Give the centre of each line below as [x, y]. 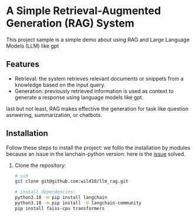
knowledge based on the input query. [60, 85]
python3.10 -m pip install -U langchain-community [78, 203]
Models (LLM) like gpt [33, 46]
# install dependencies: [45, 192]
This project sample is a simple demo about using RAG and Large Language [98, 39]
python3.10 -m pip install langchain [61, 198]
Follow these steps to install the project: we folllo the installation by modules [98, 148]
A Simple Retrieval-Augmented [84, 11]
